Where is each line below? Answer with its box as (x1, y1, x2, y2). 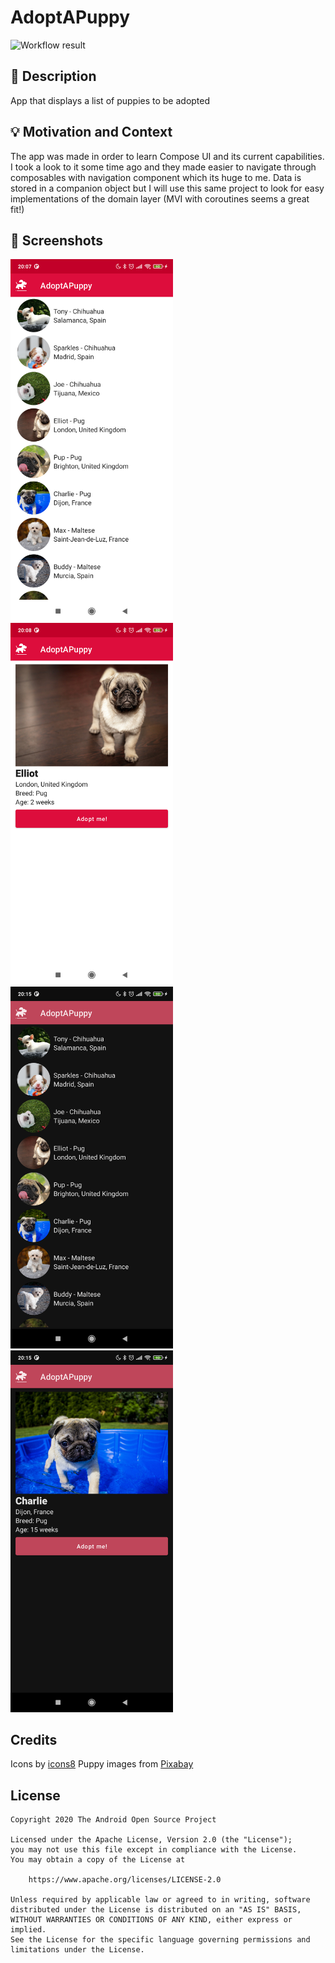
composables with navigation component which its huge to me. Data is (10, 171, 302, 183)
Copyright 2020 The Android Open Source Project (10, 1815, 217, 1825)
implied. (10, 1925, 47, 1935)
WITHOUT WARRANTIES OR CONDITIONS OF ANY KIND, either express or (10, 1915, 293, 1925)
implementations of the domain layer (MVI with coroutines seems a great (10, 192, 310, 205)
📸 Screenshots (10, 232, 104, 249)
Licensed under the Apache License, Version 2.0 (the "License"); (10, 1835, 293, 1845)
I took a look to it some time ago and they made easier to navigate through (10, 161, 317, 173)
